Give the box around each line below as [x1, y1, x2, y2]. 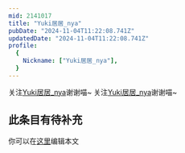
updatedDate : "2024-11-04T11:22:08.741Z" [8, 34, 150, 43]
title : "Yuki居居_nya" [8, 19, 82, 27]
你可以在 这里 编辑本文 [8, 136, 79, 146]
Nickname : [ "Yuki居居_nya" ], [23, 57, 118, 65]
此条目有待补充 [8, 114, 83, 127]
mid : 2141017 [8, 11, 52, 20]
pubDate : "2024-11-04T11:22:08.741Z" [8, 27, 135, 35]
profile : [8, 42, 38, 50]
